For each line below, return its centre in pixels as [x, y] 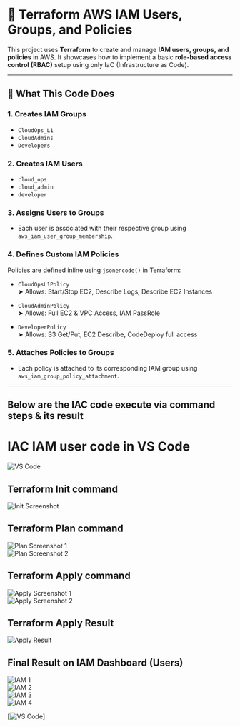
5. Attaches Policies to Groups [61, 353]
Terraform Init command [63, 489]
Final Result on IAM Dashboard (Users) [95, 662]
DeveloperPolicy [42, 327]
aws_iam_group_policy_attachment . [68, 376]
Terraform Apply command [69, 576]
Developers [34, 146]
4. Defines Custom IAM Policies [63, 254]
